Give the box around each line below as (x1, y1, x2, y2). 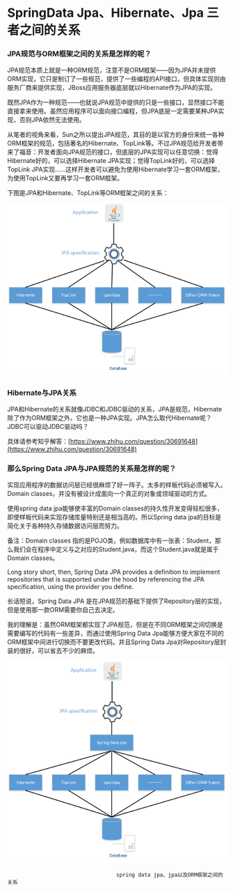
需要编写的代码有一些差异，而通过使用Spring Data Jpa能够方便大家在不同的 (7, 629, 225, 638)
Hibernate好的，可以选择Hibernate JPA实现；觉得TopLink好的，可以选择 (7, 157, 216, 165)
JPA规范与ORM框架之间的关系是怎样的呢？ (7, 49, 152, 58)
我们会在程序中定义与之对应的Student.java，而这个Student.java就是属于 (13, 545, 219, 554)
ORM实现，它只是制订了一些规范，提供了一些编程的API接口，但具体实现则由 (7, 75, 226, 83)
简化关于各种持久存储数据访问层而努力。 (7, 522, 123, 530)
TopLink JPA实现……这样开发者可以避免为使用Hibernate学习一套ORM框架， (7, 165, 224, 173)
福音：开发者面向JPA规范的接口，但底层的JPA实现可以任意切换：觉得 (19, 148, 219, 156)
